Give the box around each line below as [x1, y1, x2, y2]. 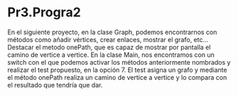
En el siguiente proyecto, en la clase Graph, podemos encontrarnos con [7, 28, 217, 36]
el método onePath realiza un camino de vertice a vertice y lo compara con [7, 73, 227, 82]
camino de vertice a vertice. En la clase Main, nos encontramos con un [7, 50, 215, 59]
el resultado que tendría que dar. [7, 80, 103, 89]
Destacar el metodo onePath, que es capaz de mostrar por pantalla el [7, 43, 211, 51]
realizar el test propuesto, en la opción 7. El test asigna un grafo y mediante [7, 65, 227, 74]
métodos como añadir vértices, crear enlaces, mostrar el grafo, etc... [7, 35, 209, 43]
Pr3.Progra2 [7, 4, 82, 21]
